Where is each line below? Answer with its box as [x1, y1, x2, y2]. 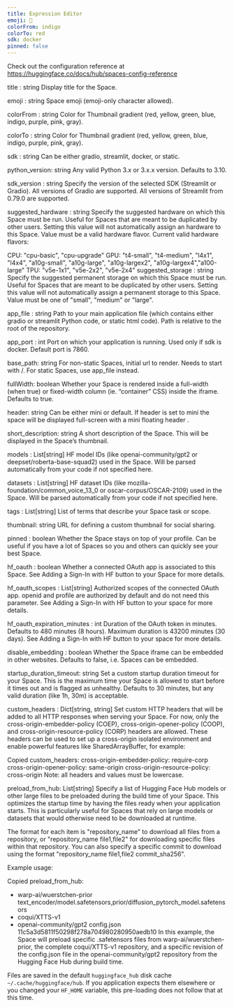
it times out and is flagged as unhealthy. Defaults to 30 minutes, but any [7, 684, 214, 692]
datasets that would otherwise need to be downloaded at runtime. [7, 814, 197, 822]
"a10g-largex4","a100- [153, 258, 217, 267]
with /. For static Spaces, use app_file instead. [7, 366, 140, 375]
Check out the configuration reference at [7, 62, 125, 70]
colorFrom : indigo [7, 23, 61, 30]
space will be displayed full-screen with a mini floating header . [7, 416, 190, 424]
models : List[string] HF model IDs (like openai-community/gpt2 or [7, 450, 198, 459]
